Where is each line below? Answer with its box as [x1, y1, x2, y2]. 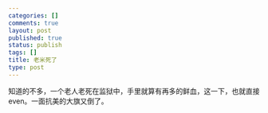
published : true [8, 33, 62, 42]
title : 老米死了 [8, 56, 57, 64]
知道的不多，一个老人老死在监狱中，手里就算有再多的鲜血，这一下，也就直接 [8, 86, 260, 95]
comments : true [8, 19, 59, 27]
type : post [8, 64, 45, 72]
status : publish [8, 41, 62, 49]
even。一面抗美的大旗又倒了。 [8, 96, 108, 106]
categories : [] [8, 11, 59, 20]
